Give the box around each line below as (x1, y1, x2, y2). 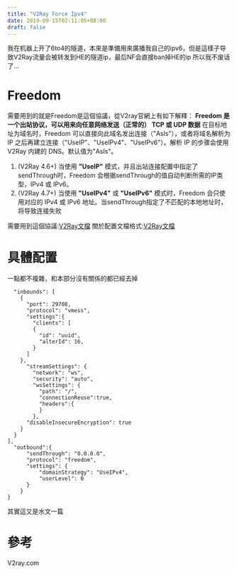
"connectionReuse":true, (38, 394, 113, 402)
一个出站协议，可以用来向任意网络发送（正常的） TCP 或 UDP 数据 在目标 (7, 120, 221, 129)
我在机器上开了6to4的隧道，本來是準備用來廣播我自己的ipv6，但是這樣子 (7, 44, 220, 53)
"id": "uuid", (38, 332, 81, 339)
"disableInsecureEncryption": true (26, 419, 132, 427)
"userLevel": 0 (38, 475, 84, 482)
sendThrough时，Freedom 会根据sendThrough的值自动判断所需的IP (17, 171, 217, 180)
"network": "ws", (33, 369, 84, 377)
